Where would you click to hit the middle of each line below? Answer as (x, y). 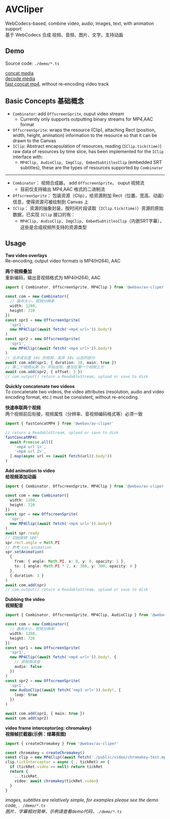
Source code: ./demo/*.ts (32, 63)
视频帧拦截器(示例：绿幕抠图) (36, 734)
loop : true (26, 695)
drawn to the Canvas (34, 140)
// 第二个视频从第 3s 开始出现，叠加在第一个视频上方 (55, 367)
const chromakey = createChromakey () (45, 753)
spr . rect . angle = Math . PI (32, 543)
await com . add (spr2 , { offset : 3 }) (44, 372)
